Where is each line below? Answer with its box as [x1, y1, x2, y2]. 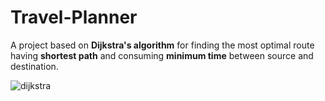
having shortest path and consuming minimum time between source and [10, 49, 314, 61]
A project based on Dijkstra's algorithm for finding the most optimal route [10, 39, 315, 51]
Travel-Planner [10, 6, 138, 29]
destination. [10, 60, 59, 72]
